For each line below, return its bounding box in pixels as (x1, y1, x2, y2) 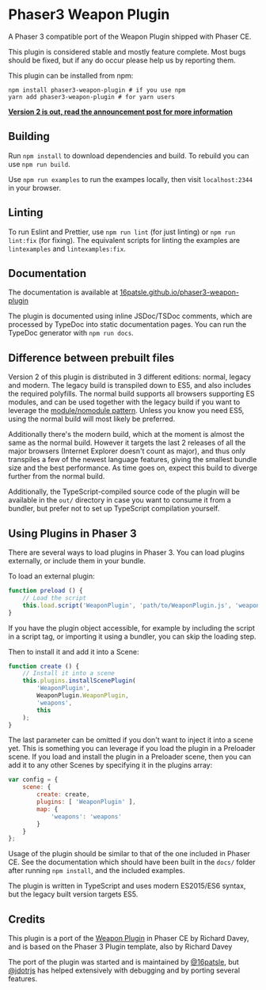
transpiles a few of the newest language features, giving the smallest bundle (8, 455, 257, 465)
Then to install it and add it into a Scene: (8, 647, 139, 656)
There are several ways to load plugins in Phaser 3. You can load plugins (8, 548, 245, 557)
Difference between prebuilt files (8, 351, 175, 365)
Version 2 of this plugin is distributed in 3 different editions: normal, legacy (8, 372, 252, 381)
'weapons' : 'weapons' (50, 813, 123, 821)
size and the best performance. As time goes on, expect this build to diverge (8, 463, 258, 472)
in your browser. (8, 183, 62, 192)
